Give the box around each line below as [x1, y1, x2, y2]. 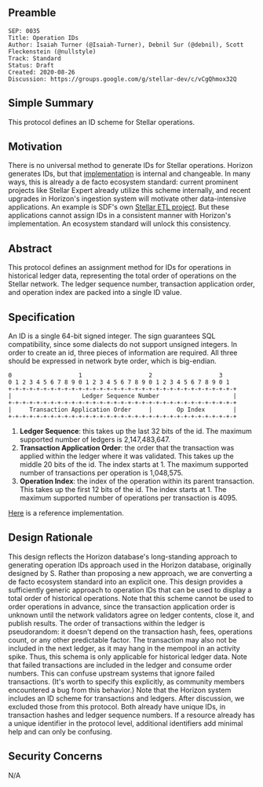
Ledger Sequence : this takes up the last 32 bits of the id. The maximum [19, 427, 253, 436]
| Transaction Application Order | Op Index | [8, 406, 237, 414]
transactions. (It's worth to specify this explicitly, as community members [8, 676, 245, 686]
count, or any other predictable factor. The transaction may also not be [8, 635, 237, 644]
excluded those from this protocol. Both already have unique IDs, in [8, 701, 226, 711]
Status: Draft [8, 61, 55, 69]
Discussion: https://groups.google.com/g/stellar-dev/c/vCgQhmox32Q [8, 75, 237, 83]
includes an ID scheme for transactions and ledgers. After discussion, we [8, 694, 245, 703]
